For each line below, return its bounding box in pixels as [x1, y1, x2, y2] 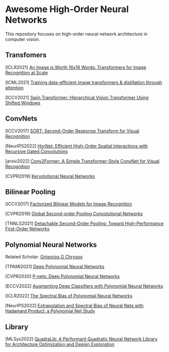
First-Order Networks [5, 226, 50, 232]
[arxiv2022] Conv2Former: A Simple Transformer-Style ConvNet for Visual [5, 158, 160, 164]
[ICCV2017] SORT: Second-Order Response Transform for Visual [5, 127, 139, 134]
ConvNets [5, 114, 38, 123]
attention [5, 85, 24, 91]
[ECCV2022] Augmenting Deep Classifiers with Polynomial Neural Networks [5, 283, 163, 289]
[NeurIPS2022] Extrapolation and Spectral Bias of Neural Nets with [5, 303, 144, 309]
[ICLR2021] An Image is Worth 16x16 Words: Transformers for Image [5, 64, 147, 70]
